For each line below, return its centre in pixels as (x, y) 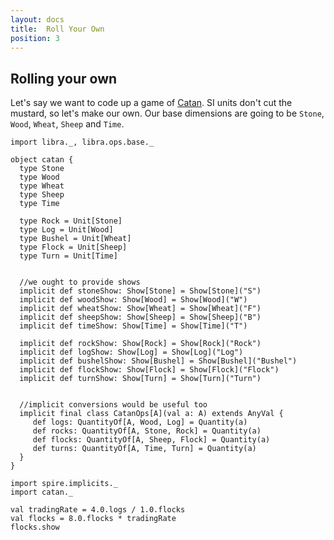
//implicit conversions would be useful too (113, 405)
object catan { (42, 160)
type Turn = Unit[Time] (68, 256)
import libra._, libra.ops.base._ (82, 142)
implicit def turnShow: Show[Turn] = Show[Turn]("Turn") (140, 379)
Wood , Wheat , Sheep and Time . (67, 124)
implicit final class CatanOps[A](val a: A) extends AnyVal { (151, 414)
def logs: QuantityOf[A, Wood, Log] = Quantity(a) (140, 422)
